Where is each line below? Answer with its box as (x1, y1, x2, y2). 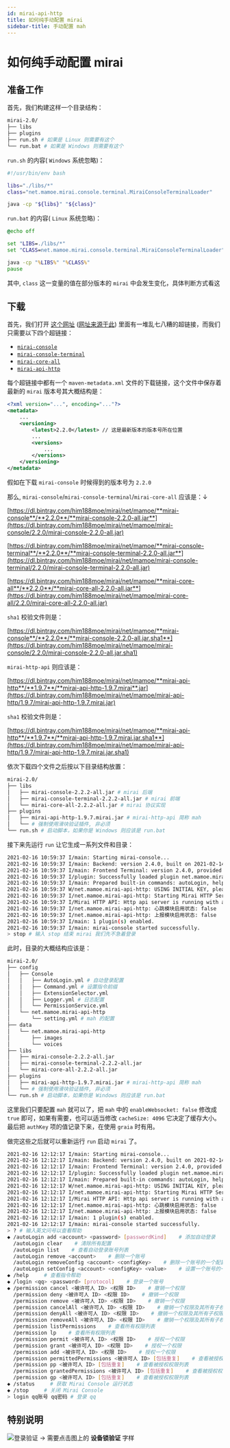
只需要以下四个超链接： (7, 329, 73, 337)
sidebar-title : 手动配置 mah (7, 23, 86, 30)
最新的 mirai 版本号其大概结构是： (7, 387, 104, 396)
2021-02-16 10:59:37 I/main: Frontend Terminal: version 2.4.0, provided (7, 867, 222, 874)
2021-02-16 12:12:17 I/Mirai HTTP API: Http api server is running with (7, 1195, 219, 1202)
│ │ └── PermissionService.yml (7, 1002, 109, 1010)
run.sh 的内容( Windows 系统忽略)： (7, 156, 105, 164)
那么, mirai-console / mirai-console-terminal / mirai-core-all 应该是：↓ (7, 493, 208, 501)
